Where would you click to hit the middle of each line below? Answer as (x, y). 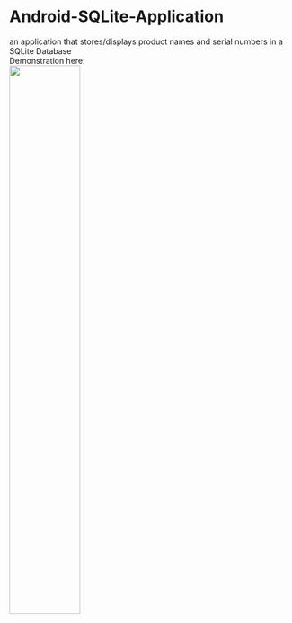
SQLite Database (40, 50)
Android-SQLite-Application (117, 17)
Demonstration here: (47, 60)
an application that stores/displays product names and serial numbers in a (146, 41)
